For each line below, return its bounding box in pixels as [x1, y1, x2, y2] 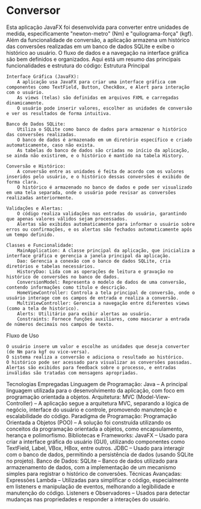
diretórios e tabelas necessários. [6, 263, 96, 269]
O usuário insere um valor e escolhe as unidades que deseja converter [6, 343, 190, 349]
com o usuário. [6, 89, 45, 95]
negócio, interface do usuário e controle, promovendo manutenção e [6, 406, 178, 413]
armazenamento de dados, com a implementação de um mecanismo [6, 463, 176, 470]
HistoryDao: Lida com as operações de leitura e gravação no [17, 269, 173, 275]
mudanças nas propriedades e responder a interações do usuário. [6, 495, 170, 503]
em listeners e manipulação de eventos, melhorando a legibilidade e [6, 482, 175, 490]
